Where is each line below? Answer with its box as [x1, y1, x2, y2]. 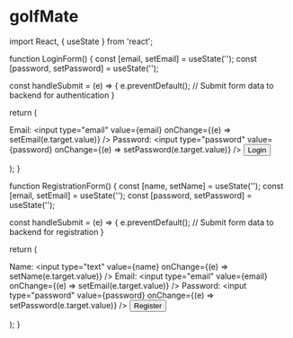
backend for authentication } [9, 90, 115, 100]
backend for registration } [9, 226, 105, 237]
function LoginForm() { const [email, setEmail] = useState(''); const [9, 53, 258, 64]
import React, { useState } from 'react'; [9, 36, 154, 47]
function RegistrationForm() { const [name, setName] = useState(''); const [9, 180, 284, 191]
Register [133, 300, 163, 310]
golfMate [9, 6, 79, 27]
